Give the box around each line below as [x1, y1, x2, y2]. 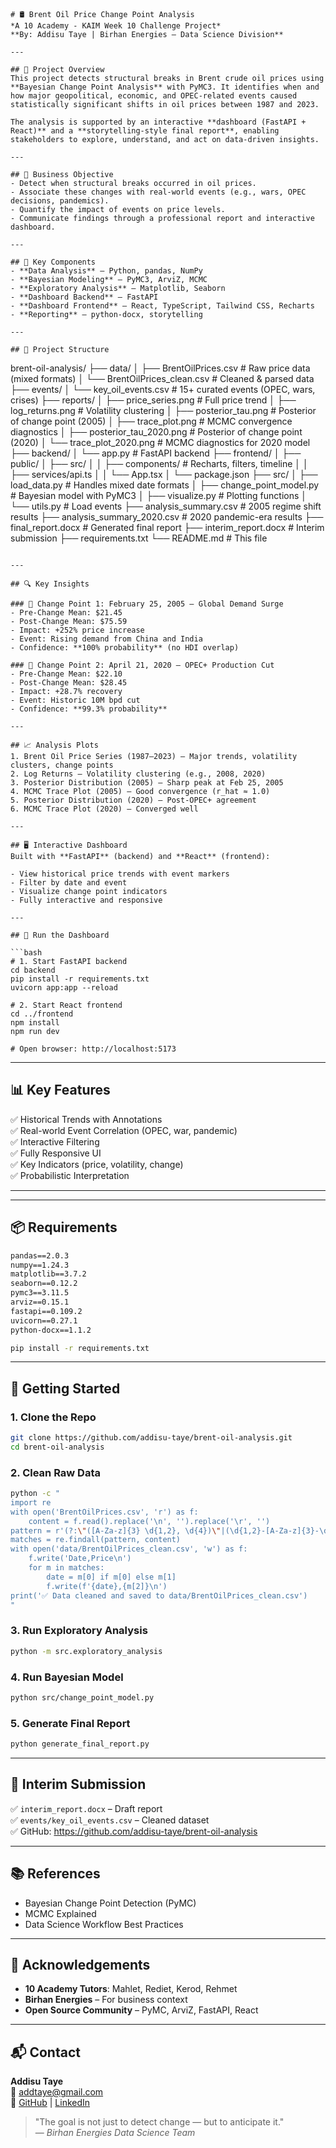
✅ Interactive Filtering [10, 1135, 100, 1148]
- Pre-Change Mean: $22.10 [10, 669, 123, 679]
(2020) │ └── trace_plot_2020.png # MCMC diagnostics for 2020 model [10, 437, 311, 448]
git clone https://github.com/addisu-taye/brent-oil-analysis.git [10, 1433, 293, 1443]
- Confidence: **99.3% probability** [10, 704, 168, 714]
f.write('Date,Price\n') [28, 1554, 132, 1564]
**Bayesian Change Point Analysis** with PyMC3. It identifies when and [10, 82, 320, 92]
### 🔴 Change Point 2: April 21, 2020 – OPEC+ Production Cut [10, 660, 275, 670]
